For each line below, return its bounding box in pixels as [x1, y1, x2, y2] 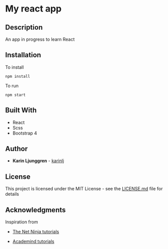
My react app [5, 3, 62, 15]
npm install [5, 74, 30, 79]
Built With [5, 106, 37, 114]
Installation [5, 51, 41, 59]
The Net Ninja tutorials [12, 229, 59, 235]
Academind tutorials [12, 238, 54, 244]
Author [5, 145, 28, 153]
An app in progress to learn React [5, 36, 75, 42]
